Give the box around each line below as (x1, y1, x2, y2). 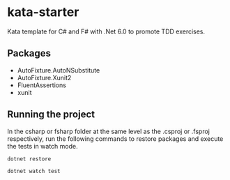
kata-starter (7, 4, 79, 20)
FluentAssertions (17, 81, 66, 89)
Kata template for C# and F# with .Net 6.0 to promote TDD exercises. (7, 27, 206, 36)
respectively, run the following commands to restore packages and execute (7, 134, 224, 143)
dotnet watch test (7, 167, 61, 174)
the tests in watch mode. (7, 142, 78, 150)
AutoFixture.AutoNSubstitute (17, 66, 100, 74)
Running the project (7, 109, 95, 121)
